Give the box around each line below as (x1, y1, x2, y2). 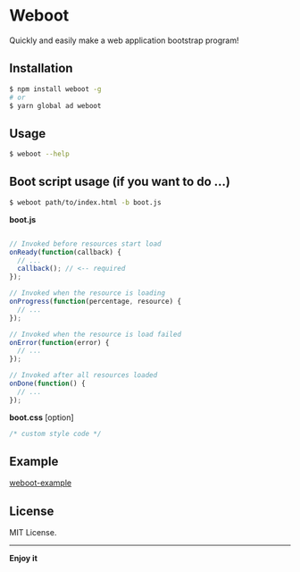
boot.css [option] (9, 412, 74, 423)
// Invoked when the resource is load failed (9, 330, 181, 339)
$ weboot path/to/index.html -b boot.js (9, 198, 162, 206)
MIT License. (9, 527, 57, 538)
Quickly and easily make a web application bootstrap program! (9, 35, 239, 46)
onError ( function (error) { (9, 338, 110, 347)
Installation (9, 61, 73, 76)
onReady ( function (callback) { (9, 248, 122, 257)
